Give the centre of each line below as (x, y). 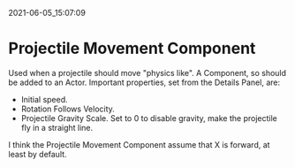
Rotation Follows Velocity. (68, 109)
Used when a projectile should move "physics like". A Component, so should (147, 73)
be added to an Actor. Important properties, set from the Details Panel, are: (144, 82)
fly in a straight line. (57, 127)
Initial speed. (44, 99)
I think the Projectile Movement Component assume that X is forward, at (139, 144)
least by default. (38, 154)
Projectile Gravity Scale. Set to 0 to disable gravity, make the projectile (149, 118)
